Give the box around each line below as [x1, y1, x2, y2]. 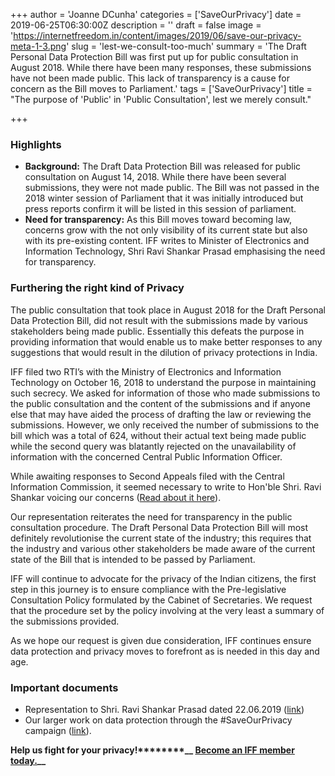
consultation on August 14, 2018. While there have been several [24, 171, 287, 183]
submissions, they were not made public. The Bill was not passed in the [24, 182, 320, 194]
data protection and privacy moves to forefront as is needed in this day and [10, 645, 320, 657]
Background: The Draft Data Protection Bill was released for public [24, 160, 302, 173]
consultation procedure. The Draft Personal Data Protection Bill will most [10, 521, 309, 533]
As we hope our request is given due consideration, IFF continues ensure [10, 634, 312, 646]
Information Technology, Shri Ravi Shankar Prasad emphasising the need [24, 245, 326, 258]
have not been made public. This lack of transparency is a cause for [10, 72, 290, 84]
